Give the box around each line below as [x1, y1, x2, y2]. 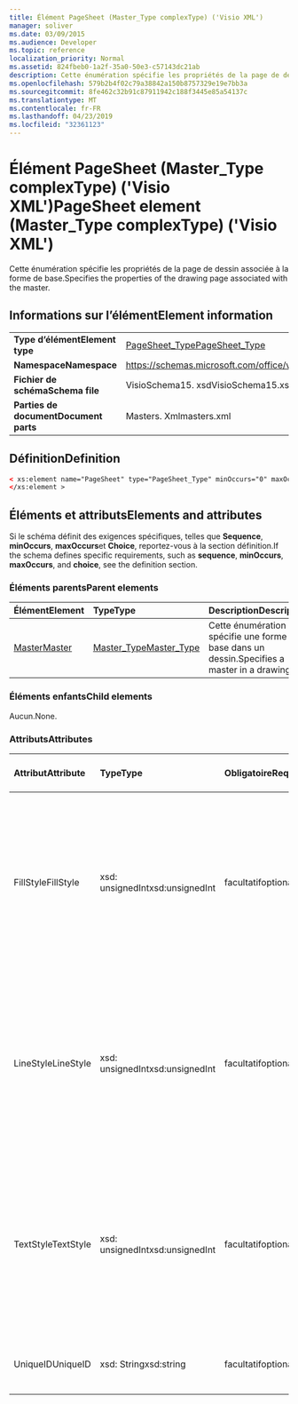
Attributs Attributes [9, 733, 93, 745]
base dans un [208, 641, 265, 654]
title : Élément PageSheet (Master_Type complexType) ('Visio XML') [9, 12, 264, 22]
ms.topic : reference [9, 46, 86, 55]
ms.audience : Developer [9, 37, 98, 47]
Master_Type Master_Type [92, 641, 200, 654]
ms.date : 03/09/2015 [9, 29, 86, 38]
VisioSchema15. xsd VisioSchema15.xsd [125, 378, 295, 391]
